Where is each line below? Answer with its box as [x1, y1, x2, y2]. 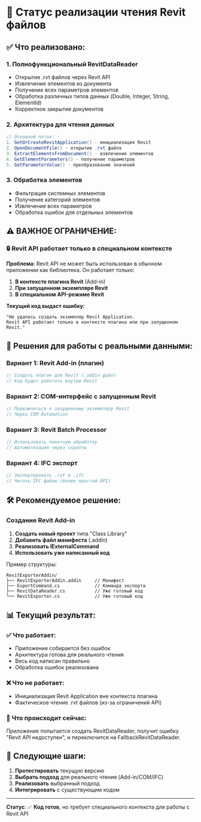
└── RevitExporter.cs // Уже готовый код [6, 593, 144, 599]
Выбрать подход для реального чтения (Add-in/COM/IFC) [14, 773, 164, 781]
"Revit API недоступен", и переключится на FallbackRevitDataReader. [6, 733, 181, 741]
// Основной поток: [6, 134, 55, 140]
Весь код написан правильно [14, 657, 90, 664]
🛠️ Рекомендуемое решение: [6, 495, 121, 506]
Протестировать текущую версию [14, 767, 105, 774]
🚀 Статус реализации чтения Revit [6, 5, 186, 19]
